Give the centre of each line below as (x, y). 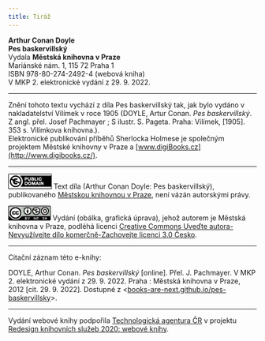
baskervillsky (30, 298)
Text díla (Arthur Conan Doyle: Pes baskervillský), (134, 186)
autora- (221, 226)
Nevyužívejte (30, 234)
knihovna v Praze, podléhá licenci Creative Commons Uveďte (108, 226)
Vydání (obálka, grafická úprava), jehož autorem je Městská (149, 218)
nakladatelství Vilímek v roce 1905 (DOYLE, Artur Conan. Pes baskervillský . (130, 113)
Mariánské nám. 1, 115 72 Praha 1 (61, 65)
